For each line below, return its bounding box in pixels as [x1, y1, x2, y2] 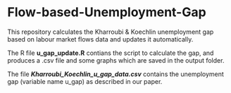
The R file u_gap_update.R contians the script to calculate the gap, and [7, 49, 214, 57]
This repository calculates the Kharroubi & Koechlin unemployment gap [7, 27, 214, 36]
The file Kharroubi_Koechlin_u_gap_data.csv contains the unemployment [7, 70, 224, 78]
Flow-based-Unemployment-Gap [7, 4, 206, 20]
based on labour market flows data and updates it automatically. [7, 35, 194, 43]
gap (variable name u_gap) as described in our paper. [7, 77, 163, 85]
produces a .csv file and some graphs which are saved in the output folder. [7, 56, 225, 64]
